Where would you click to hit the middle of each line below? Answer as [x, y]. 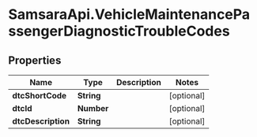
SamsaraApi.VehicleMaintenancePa [129, 15]
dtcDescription [41, 121]
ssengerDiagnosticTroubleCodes [119, 31]
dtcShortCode [40, 96]
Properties [35, 60]
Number [93, 108]
